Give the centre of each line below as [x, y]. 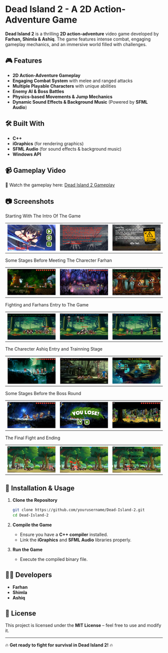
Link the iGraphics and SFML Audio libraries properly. [75, 540]
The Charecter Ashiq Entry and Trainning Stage [54, 349]
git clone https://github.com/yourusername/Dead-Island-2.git [78, 510]
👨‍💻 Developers [29, 575]
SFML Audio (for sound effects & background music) [67, 149]
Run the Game [27, 549]
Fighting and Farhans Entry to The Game [47, 304]
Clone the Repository [35, 500]
